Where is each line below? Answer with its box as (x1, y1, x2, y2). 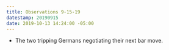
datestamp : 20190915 (6, 15, 59, 21)
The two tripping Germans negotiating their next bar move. (15, 37, 164, 45)
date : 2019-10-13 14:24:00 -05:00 (6, 20, 95, 26)
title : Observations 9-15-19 (6, 9, 81, 15)
